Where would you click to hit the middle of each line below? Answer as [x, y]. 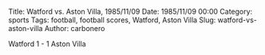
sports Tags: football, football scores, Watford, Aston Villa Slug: [112, 20]
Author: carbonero [75, 28]
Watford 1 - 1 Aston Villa [47, 44]
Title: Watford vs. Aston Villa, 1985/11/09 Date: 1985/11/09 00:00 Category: [131, 12]
